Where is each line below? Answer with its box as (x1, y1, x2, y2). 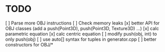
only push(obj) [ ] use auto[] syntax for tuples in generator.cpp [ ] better (5, 36, 157, 42)
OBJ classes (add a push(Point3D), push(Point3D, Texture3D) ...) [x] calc (5, 25, 159, 31)
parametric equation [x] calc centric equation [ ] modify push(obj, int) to (5, 31, 157, 37)
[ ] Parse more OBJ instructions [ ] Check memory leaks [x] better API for (5, 20, 160, 26)
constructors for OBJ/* (5, 41, 54, 47)
